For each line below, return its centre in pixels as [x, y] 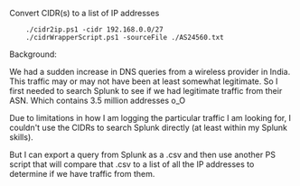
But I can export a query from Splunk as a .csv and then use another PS [142, 154]
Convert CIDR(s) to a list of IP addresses [84, 13]
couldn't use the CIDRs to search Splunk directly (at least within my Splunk [148, 127]
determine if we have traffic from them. [82, 174]
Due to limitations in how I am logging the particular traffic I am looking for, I [150, 118]
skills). [21, 137]
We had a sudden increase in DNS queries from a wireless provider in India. [150, 72]
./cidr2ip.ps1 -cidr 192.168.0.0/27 [95, 30]
